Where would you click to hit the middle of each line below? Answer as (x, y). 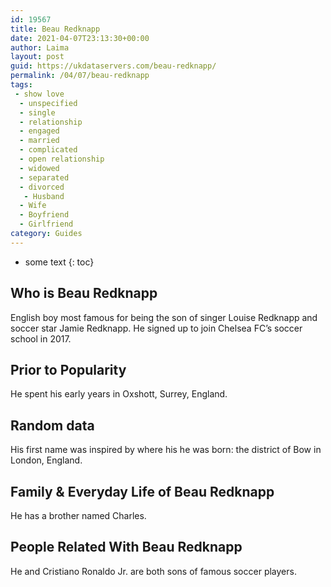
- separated (44, 177)
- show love (39, 94)
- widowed (39, 168)
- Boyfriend (44, 215)
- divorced (42, 187)
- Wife (33, 206)
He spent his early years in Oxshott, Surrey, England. (119, 394)
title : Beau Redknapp (55, 29)
